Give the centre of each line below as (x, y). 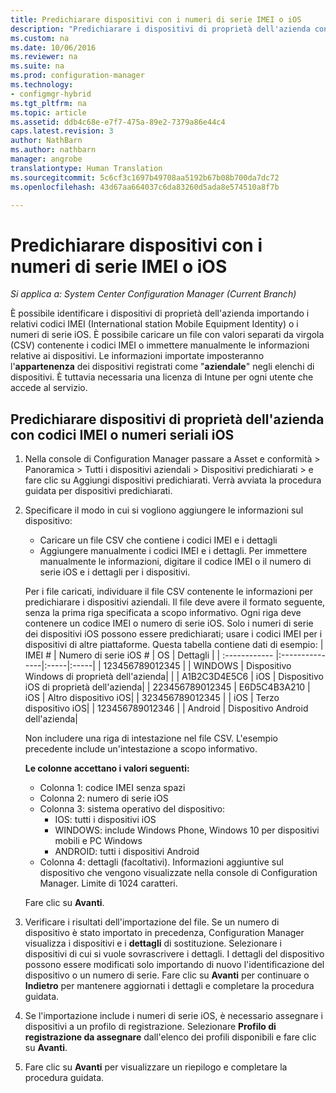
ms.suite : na (37, 66)
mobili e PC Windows (98, 841)
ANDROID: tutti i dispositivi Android (127, 852)
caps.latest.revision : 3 (62, 131)
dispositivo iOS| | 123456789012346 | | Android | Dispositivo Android (166, 708)
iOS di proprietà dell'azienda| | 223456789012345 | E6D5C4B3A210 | (167, 687)
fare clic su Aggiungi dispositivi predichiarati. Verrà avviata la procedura (173, 480)
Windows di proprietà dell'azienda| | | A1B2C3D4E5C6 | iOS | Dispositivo (174, 677)
